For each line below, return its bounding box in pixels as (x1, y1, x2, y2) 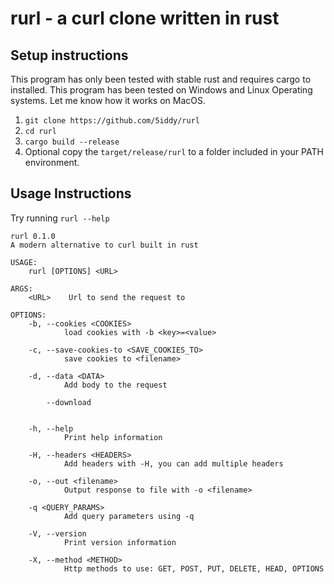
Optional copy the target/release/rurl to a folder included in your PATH (24, 146, 324, 157)
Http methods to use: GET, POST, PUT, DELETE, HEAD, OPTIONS (63, 563, 325, 574)
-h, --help (28, 423, 74, 434)
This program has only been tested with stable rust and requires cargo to (10, 73, 312, 85)
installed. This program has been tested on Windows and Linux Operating (10, 84, 313, 96)
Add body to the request (63, 380, 168, 390)
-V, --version (28, 528, 87, 539)
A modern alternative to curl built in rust (10, 240, 199, 250)
